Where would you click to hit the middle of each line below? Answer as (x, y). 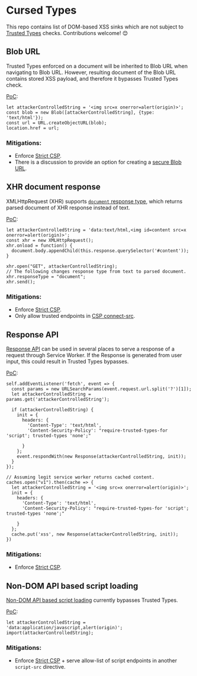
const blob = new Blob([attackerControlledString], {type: (80, 112)
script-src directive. (40, 667)
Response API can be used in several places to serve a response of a (91, 349)
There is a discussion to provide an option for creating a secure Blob (98, 162)
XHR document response (53, 187)
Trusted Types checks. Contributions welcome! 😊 (67, 33)
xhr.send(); (21, 282)
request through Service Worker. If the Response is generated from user (94, 355)
